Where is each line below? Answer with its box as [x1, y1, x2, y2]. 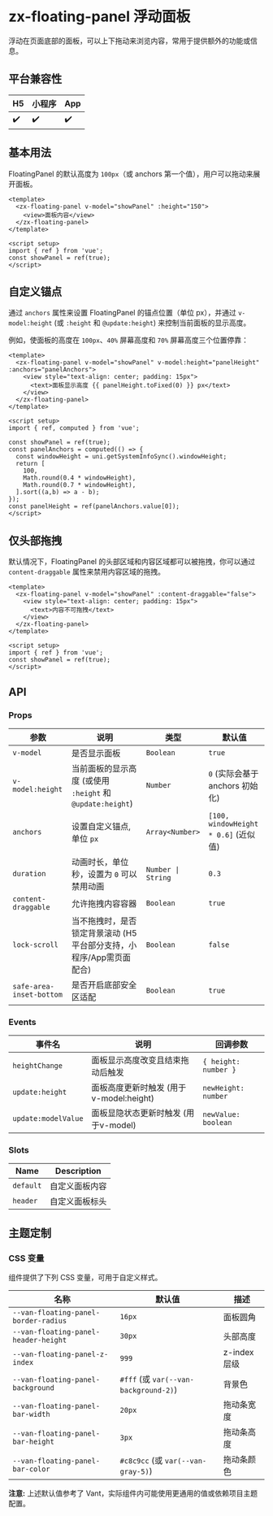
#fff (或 [119, 1374, 150, 1385]
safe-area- [12, 981, 54, 991]
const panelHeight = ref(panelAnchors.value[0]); [8, 502, 180, 510]
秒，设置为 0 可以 [71, 868, 137, 880]
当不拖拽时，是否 [71, 915, 137, 927]
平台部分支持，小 [71, 940, 137, 951]
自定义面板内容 [50, 1180, 107, 1192]
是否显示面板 [71, 747, 121, 758]
